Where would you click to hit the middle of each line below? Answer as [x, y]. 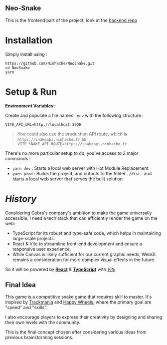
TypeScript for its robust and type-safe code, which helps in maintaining [86, 233]
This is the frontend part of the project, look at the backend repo [71, 20]
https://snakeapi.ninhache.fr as [52, 139]
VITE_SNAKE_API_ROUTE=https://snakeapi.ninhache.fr [72, 144]
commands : [18, 158]
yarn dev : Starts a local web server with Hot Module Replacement [80, 168]
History [21, 199]
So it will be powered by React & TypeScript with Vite [60, 269]
